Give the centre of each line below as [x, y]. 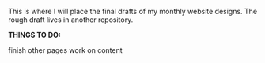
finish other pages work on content [65, 50]
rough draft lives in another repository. [71, 20]
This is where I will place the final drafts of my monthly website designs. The [133, 11]
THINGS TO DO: [34, 35]
